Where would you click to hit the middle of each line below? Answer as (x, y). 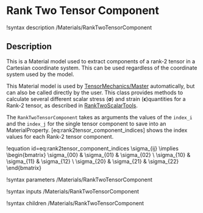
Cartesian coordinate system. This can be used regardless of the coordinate (102, 68)
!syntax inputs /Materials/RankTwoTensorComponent (73, 191)
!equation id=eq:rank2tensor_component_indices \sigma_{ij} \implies (92, 148)
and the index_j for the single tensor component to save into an (86, 124)
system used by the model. (40, 74)
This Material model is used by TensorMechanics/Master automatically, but (101, 86)
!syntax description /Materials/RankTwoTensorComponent (79, 27)
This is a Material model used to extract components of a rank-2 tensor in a (101, 61)
